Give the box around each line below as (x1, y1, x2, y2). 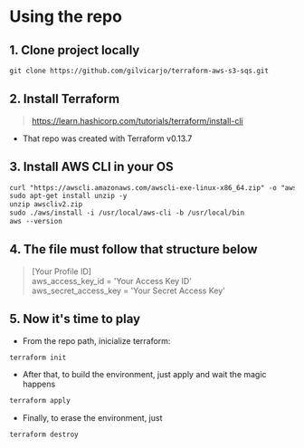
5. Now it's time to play (9, 311, 141, 327)
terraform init (9, 353, 67, 362)
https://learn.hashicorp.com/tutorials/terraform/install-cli (31, 115, 243, 126)
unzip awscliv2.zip (9, 200, 83, 209)
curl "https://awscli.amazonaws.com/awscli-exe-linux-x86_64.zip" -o (9, 183, 278, 192)
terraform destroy (9, 430, 79, 440)
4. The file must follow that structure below (9, 242, 258, 257)
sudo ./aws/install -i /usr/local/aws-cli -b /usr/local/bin (9, 208, 245, 218)
